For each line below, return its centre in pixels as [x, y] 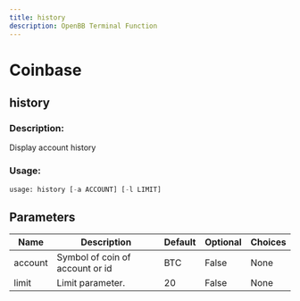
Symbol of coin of [94, 257]
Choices [268, 242]
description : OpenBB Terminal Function [83, 26]
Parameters [42, 217]
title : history [37, 17]
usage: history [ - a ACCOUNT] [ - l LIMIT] [86, 189]
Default [180, 242]
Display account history [53, 147]
